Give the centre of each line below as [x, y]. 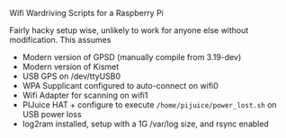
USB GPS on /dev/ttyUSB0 [71, 76]
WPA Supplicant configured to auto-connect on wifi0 [120, 86]
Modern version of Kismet [71, 67]
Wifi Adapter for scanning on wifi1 [85, 95]
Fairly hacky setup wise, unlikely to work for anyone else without [129, 30]
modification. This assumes [60, 40]
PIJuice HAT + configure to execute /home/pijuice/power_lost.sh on [149, 105]
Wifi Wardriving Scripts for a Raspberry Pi [87, 13]
